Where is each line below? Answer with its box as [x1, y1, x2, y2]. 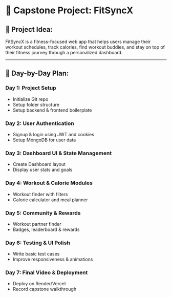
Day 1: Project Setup [5, 84, 56, 92]
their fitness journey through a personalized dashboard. [5, 50, 123, 55]
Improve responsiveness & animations [12, 256, 93, 263]
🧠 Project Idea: [5, 25, 53, 34]
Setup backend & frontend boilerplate [12, 107, 92, 113]
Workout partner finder [12, 221, 61, 227]
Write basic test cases [12, 251, 60, 257]
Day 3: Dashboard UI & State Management [5, 150, 112, 157]
